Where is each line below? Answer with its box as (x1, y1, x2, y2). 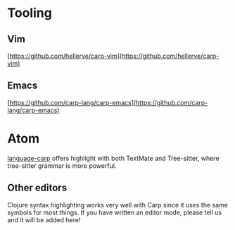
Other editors (7, 182, 68, 194)
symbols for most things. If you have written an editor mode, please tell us (7, 208, 222, 217)
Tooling (7, 5, 53, 21)
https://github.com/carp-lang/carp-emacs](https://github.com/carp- (9, 98, 208, 107)
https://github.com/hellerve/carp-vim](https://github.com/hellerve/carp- (9, 52, 220, 60)
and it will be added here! (7, 215, 81, 224)
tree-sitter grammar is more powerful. (7, 161, 117, 170)
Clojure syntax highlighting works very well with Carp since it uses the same (7, 200, 229, 209)
